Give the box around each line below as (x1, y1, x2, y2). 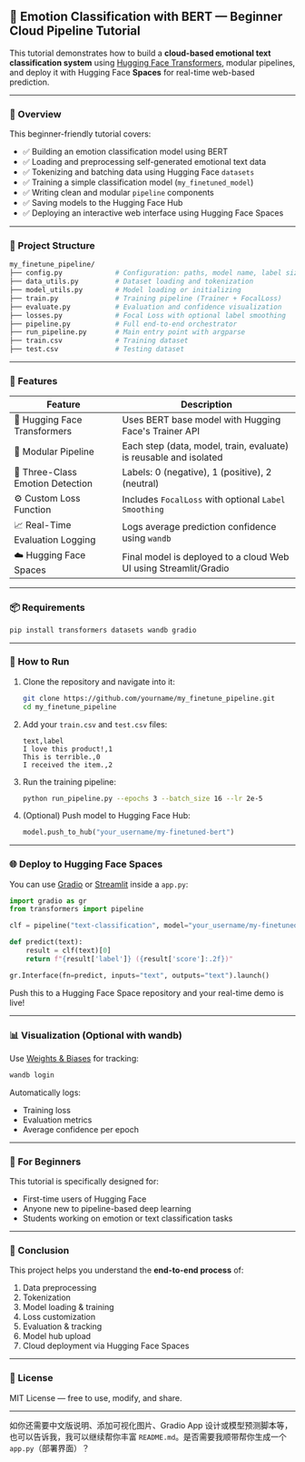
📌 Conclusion (9, 1244, 70, 1257)
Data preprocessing (22, 1283, 97, 1294)
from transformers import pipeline (9, 905, 144, 914)
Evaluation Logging (14, 533, 96, 546)
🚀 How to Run (9, 655, 70, 668)
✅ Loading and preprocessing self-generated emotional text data (22, 157, 267, 168)
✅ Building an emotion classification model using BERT (22, 147, 229, 157)
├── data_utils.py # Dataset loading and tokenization (9, 277, 254, 287)
